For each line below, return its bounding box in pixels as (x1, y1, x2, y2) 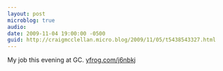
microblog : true (7, 17, 55, 24)
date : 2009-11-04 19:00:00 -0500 (7, 30, 106, 37)
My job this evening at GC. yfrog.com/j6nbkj (7, 56, 136, 64)
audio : (7, 23, 27, 30)
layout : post (7, 10, 46, 18)
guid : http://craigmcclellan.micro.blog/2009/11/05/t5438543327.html (7, 37, 217, 44)
